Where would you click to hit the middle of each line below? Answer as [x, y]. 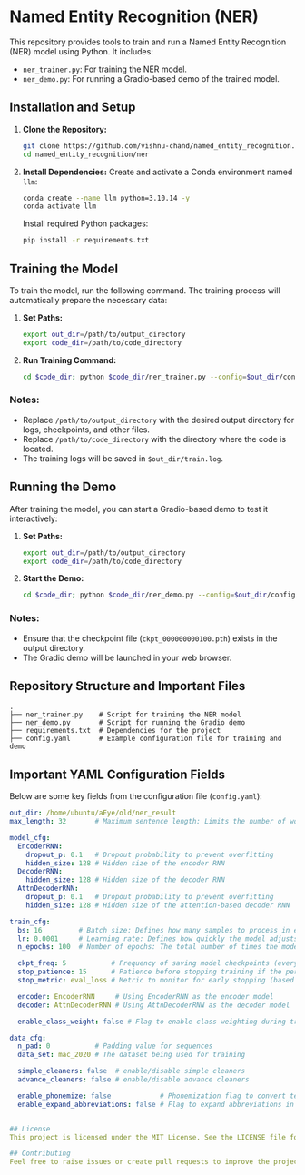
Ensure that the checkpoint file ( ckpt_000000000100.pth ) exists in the [150, 638]
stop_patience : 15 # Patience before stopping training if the [150, 972]
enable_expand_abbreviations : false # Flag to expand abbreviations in [156, 1104]
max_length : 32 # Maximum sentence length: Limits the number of [148, 822]
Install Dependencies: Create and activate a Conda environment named [157, 172]
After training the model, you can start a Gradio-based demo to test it [139, 509]
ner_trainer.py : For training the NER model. [105, 69]
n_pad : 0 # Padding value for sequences [115, 1046]
